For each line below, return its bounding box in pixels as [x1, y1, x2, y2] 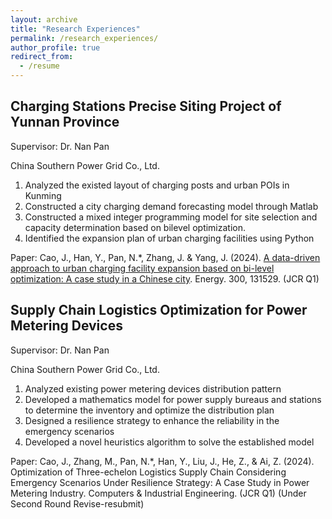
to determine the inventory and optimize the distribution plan [24, 404, 275, 416]
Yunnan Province [10, 114, 120, 131]
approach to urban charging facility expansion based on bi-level [10, 262, 275, 274]
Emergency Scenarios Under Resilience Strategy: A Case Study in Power [10, 476, 310, 488]
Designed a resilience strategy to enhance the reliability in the [24, 414, 280, 426]
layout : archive [10, 14, 78, 25]
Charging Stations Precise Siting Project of [10, 98, 282, 115]
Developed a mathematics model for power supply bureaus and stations [24, 393, 322, 405]
